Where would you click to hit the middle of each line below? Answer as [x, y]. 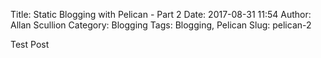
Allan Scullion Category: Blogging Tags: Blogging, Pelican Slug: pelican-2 [161, 25]
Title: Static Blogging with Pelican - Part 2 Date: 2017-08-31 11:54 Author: [161, 14]
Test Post [30, 44]
